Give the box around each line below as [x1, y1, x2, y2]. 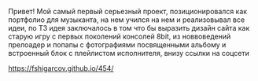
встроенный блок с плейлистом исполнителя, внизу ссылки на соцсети [8, 49, 250, 57]
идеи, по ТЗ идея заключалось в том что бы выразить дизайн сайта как [8, 24, 250, 32]
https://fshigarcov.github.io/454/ [8, 64, 114, 73]
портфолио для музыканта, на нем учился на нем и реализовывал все [8, 15, 245, 24]
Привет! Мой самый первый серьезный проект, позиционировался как [8, 7, 248, 16]
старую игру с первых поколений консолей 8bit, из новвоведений [8, 31, 231, 41]
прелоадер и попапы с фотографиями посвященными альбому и [8, 40, 227, 50]
